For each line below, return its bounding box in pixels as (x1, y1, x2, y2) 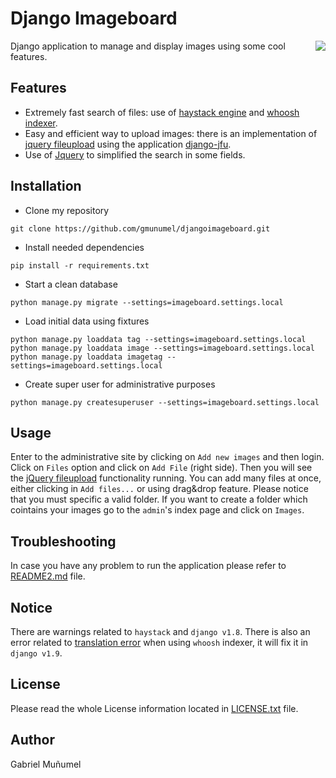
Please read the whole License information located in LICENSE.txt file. (10, 702, 299, 714)
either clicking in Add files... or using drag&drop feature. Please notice (10, 483, 309, 495)
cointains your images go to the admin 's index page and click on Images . (10, 504, 305, 516)
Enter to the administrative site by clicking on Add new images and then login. (10, 451, 325, 463)
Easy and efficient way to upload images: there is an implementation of (24, 127, 318, 139)
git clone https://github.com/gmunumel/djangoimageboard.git (10, 223, 271, 234)
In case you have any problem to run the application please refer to (10, 560, 287, 572)
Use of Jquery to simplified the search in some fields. (24, 148, 246, 161)
